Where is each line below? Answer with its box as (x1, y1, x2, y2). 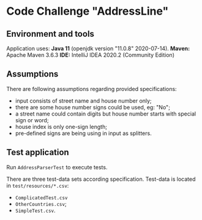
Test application (6, 147, 69, 158)
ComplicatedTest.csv (15, 194, 68, 201)
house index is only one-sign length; (15, 123, 107, 130)
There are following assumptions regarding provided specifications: (6, 85, 177, 92)
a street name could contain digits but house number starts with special (15, 110, 196, 117)
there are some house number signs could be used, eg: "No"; (15, 103, 170, 111)
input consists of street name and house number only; (15, 97, 152, 105)
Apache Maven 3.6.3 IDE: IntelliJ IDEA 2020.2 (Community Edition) (6, 51, 174, 59)
